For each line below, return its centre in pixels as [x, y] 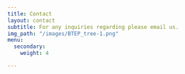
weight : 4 [35, 54]
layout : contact [31, 20]
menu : [15, 40]
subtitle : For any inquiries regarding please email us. [93, 27]
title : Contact [30, 14]
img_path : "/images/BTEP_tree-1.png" [63, 33]
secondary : [30, 47]
